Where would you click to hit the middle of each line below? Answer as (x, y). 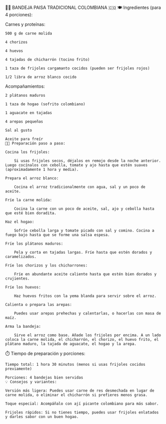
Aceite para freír (24, 139)
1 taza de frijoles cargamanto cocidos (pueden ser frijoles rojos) (78, 68)
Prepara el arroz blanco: (32, 178)
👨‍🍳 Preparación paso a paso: (35, 143)
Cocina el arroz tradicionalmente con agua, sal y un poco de (80, 187)
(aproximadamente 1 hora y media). (42, 169)
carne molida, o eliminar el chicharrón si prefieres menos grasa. (77, 395)
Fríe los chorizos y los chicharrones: (46, 266)
